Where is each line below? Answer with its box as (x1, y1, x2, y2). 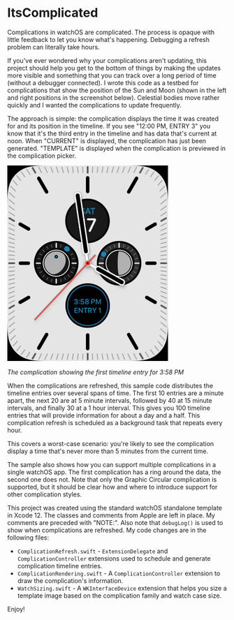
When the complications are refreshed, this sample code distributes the (7, 381, 214, 390)
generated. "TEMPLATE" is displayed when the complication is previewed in (7, 144, 226, 152)
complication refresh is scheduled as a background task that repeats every (7, 418, 223, 427)
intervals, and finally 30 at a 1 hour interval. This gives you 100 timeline (7, 404, 211, 412)
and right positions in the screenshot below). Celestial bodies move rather (7, 93, 220, 102)
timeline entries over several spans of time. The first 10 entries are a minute (7, 389, 224, 397)
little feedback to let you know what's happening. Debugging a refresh (7, 35, 210, 43)
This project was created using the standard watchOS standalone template (7, 503, 222, 512)
